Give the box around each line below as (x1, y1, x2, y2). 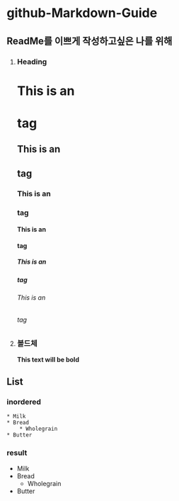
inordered (6, 397, 42, 407)
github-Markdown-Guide (6, 5, 158, 21)
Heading (16, 57, 47, 67)
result (6, 448, 28, 458)
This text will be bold (16, 355, 79, 364)
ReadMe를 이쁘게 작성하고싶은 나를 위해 (6, 35, 173, 47)
